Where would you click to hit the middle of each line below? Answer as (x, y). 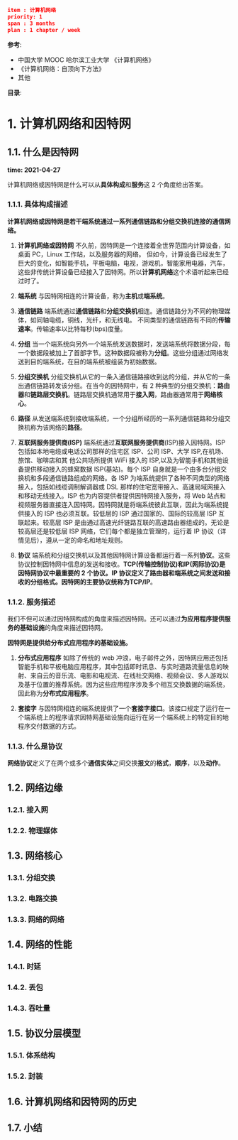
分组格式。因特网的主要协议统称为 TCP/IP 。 (93, 582)
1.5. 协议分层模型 (44, 1033)
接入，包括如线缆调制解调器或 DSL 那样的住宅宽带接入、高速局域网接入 (121, 487)
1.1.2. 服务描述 (32, 602)
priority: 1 (25, 17)
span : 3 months (31, 23)
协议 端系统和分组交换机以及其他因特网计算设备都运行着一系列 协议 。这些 (124, 555)
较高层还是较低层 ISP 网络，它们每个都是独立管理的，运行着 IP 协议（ (119, 531)
